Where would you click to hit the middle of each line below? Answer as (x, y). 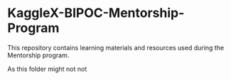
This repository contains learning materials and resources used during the (116, 47)
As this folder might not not (47, 69)
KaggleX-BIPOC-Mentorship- (96, 13)
